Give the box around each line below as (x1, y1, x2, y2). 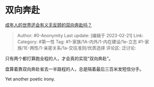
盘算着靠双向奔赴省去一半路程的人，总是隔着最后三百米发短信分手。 (5, 66, 144, 72)
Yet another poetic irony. (5, 76, 55, 82)
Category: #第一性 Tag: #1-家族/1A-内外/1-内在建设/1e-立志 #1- (17, 38, 145, 45)
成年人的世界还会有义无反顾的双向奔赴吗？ (5, 22, 92, 28)
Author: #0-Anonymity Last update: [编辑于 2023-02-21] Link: (17, 32, 144, 38)
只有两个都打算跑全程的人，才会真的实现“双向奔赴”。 (5, 55, 113, 61)
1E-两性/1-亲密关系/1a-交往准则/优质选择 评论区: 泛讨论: (23, 45, 136, 51)
